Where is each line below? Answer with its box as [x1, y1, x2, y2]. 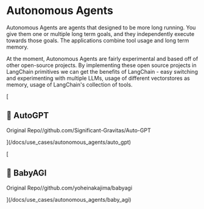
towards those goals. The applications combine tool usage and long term [6, 37, 189, 44]
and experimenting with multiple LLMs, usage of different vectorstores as [6, 74, 190, 82]
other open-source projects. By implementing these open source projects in [6, 62, 197, 69]
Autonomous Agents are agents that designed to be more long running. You [6, 24, 196, 31]
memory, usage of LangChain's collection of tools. [6, 80, 133, 88]
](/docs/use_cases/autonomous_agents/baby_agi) [6, 196, 132, 203]
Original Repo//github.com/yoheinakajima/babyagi [6, 184, 133, 191]
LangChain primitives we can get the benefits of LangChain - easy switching [6, 68, 198, 75]
